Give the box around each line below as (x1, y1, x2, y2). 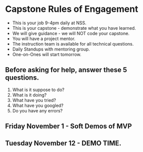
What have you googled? (12, 102, 64, 108)
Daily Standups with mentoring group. (12, 46, 90, 52)
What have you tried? (12, 97, 56, 103)
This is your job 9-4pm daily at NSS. (12, 20, 87, 26)
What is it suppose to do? (12, 87, 65, 93)
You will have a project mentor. (12, 36, 75, 42)
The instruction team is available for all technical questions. (12, 41, 134, 47)
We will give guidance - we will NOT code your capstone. (12, 30, 130, 36)
